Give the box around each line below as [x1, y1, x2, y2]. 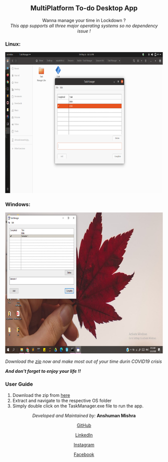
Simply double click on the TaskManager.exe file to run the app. [12, 403, 144, 409]
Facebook [73, 451, 94, 457]
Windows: [5, 201, 31, 208]
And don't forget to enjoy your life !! [5, 368, 81, 374]
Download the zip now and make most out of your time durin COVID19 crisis [5, 358, 162, 365]
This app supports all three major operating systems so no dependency [9, 23, 158, 29]
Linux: [5, 40, 21, 47]
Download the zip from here [12, 392, 70, 398]
